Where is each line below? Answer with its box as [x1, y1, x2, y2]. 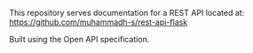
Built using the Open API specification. [9, 34, 150, 44]
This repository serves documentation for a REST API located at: [9, 8, 245, 18]
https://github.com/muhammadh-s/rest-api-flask [9, 17, 188, 27]
